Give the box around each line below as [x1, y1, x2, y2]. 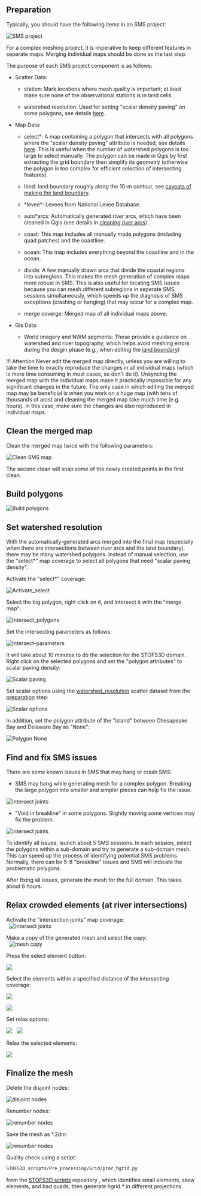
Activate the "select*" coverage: [6, 575, 86, 583]
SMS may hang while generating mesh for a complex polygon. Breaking [14, 780, 191, 787]
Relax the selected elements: [6, 1039, 78, 1047]
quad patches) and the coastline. [23, 236, 105, 244]
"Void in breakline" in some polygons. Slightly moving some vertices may [14, 810, 196, 817]
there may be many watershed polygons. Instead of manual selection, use [6, 551, 188, 558]
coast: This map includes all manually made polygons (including [23, 230, 182, 238]
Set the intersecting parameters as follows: [6, 628, 112, 636]
